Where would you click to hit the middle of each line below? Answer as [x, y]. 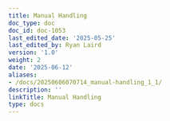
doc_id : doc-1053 [37, 30]
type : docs [26, 104]
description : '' [35, 90]
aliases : [23, 75]
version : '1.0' [34, 53]
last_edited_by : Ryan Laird [55, 45]
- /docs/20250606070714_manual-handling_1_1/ [85, 82]
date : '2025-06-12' [41, 68]
